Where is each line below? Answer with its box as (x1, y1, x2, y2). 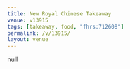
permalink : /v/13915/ (7, 29, 71, 37)
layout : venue (7, 36, 49, 43)
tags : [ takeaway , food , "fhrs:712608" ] (7, 23, 124, 30)
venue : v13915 (7, 17, 49, 24)
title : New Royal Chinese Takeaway (7, 10, 112, 17)
